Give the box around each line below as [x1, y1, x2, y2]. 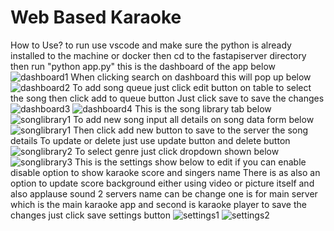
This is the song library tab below [134, 102, 272, 115]
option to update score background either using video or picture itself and [10, 177, 315, 189]
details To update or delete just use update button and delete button [10, 134, 291, 146]
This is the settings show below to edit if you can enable [74, 156, 307, 168]
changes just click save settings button [10, 209, 172, 221]
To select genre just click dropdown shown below [74, 145, 280, 157]
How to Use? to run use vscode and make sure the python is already [10, 39, 292, 51]
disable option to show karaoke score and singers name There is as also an [10, 166, 321, 178]
